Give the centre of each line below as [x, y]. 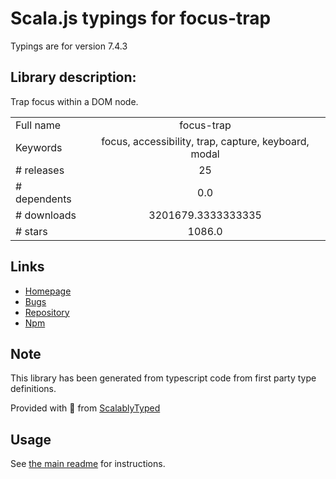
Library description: [73, 77]
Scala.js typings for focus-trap [141, 18]
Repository [47, 312]
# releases [40, 170]
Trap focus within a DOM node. [74, 101]
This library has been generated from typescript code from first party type [163, 378]
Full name [38, 125]
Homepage [48, 291]
